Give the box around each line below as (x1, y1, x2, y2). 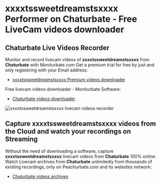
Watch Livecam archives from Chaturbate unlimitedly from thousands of (5, 158, 153, 164)
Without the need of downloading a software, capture (5, 148, 114, 154)
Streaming (5, 135, 38, 144)
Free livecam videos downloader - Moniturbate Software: (5, 86, 121, 92)
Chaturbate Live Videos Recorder (5, 43, 110, 52)
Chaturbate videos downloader (12, 96, 75, 102)
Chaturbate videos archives (12, 173, 69, 179)
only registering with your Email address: (5, 67, 88, 73)
